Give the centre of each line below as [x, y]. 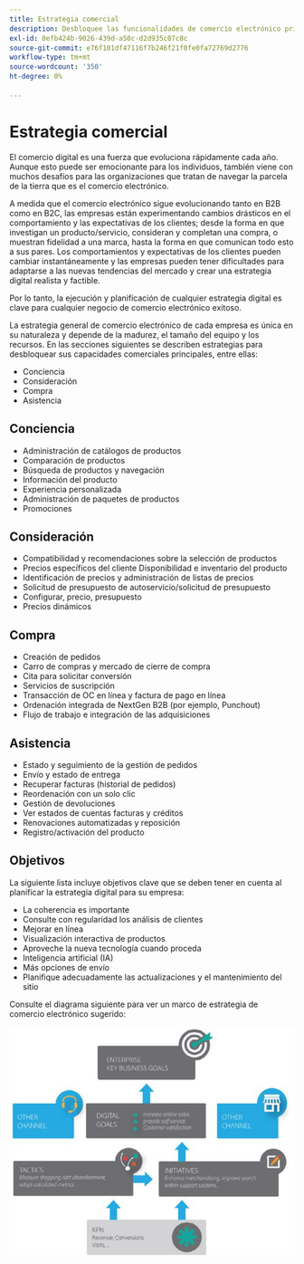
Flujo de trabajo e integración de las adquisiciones [116, 714]
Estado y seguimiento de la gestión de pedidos [109, 764]
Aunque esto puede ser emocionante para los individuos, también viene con [152, 167]
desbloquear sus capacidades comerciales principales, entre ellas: [134, 354]
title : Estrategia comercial [64, 19]
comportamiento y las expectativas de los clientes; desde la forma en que [147, 223]
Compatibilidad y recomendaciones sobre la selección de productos [150, 559]
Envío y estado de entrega [71, 774]
